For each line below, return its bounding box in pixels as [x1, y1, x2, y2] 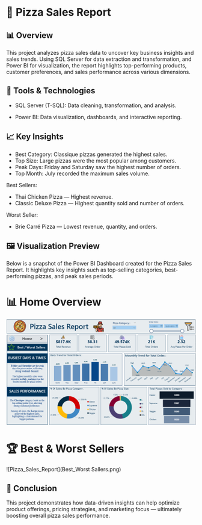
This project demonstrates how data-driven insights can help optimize [6, 499, 180, 506]
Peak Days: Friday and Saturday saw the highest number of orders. [14, 163, 182, 170]
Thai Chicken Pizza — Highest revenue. [14, 193, 113, 200]
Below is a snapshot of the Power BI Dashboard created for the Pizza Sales [6, 260, 192, 267]
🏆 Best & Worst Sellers [6, 442, 124, 455]
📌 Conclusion [6, 483, 57, 493]
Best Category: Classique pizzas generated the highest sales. [14, 151, 168, 158]
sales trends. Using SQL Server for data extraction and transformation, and [6, 55, 192, 63]
